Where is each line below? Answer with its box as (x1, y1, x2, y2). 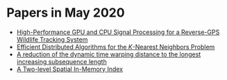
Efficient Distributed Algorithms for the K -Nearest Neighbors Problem (16, 42, 215, 51)
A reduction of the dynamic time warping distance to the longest (16, 50, 201, 58)
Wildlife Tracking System (16, 35, 88, 43)
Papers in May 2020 (6, 5, 126, 21)
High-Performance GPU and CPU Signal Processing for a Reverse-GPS (16, 28, 220, 36)
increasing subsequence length (16, 57, 107, 65)
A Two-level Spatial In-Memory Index (16, 65, 123, 73)
